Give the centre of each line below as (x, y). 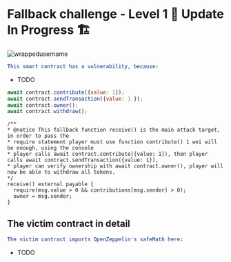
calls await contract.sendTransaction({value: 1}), (83, 160)
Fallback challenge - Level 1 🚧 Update (115, 14)
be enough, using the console (51, 148)
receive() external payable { (51, 184)
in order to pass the (38, 136)
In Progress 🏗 (49, 30)
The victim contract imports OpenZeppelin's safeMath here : (96, 240)
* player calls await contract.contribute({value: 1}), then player (108, 154)
